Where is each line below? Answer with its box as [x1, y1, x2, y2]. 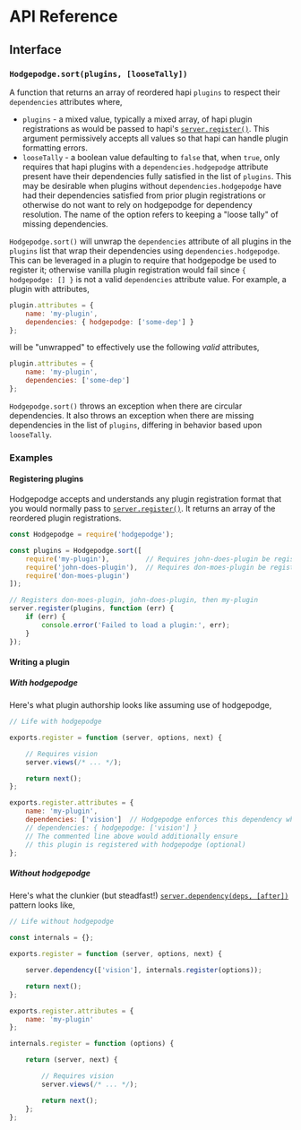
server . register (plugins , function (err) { [9, 604, 175, 613]
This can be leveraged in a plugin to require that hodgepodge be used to [9, 254, 277, 265]
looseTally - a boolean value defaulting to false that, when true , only [21, 151, 280, 162]
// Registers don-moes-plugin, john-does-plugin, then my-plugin [9, 596, 258, 605]
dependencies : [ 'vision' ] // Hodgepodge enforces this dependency [25, 815, 282, 824]
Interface [9, 42, 62, 57]
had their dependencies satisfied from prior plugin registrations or [21, 190, 266, 201]
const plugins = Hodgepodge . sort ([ [9, 546, 142, 555]
